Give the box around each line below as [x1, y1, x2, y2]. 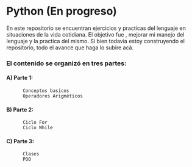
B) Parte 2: [6, 105, 34, 113]
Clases [22, 151, 40, 157]
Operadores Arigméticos [22, 93, 84, 99]
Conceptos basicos [22, 88, 69, 94]
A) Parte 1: [6, 74, 34, 82]
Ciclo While [22, 125, 53, 131]
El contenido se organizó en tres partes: [6, 59, 127, 68]
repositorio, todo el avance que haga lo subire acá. [6, 44, 134, 51]
